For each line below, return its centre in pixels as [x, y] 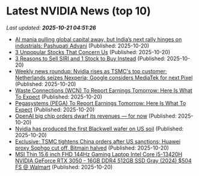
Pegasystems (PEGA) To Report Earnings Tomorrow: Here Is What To [100, 103]
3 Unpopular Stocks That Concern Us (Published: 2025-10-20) [93, 52]
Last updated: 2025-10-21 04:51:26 [51, 28]
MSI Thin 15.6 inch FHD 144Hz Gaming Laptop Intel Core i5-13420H [98, 154]
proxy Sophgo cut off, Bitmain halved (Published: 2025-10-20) [92, 148]
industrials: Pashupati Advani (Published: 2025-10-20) [82, 46]
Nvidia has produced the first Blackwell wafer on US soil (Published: [99, 129]
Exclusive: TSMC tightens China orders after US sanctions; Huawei [98, 141]
